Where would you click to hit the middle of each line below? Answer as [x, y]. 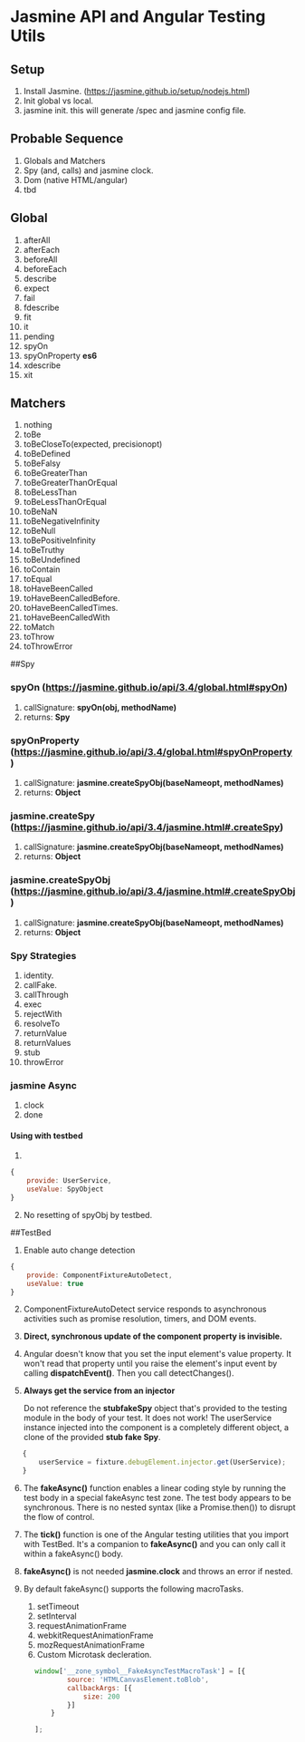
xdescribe [42, 365]
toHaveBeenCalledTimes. [71, 608]
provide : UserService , [69, 1181]
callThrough [46, 994]
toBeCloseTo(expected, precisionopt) [93, 444]
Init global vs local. [58, 101]
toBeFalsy [42, 463]
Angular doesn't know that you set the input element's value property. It [157, 1354]
